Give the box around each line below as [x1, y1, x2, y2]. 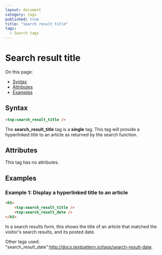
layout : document [5, 7, 41, 13]
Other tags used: [5, 238, 40, 244]
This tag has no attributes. [5, 159, 59, 166]
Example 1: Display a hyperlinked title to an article [5, 189, 128, 196]
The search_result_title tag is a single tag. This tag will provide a [5, 126, 140, 132]
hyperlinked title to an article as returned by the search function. [5, 132, 137, 138]
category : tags [5, 12, 37, 17]
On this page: [5, 69, 33, 75]
